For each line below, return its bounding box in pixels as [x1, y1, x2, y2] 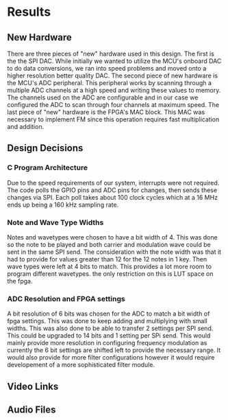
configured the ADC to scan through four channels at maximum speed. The [7, 101, 220, 108]
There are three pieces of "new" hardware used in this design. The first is [7, 49, 214, 58]
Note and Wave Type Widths [7, 218, 104, 227]
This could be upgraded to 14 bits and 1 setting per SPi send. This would [7, 331, 211, 340]
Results [7, 4, 51, 20]
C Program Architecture [7, 163, 88, 172]
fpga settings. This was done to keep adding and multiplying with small [7, 317, 207, 325]
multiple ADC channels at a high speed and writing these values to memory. [7, 86, 221, 94]
